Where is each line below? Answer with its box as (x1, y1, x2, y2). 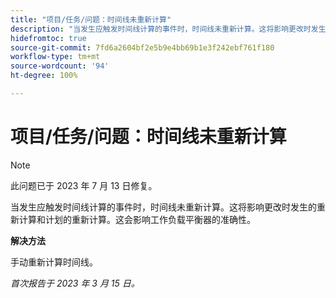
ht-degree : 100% (10, 71, 78, 81)
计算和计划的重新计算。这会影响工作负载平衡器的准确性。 (18, 213, 256, 225)
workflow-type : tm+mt (10, 52, 101, 62)
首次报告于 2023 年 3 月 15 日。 (10, 277, 140, 289)
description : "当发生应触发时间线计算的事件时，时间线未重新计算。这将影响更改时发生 (10, 24, 327, 34)
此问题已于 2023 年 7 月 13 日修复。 (10, 179, 158, 191)
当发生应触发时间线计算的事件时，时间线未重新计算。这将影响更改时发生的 (10, 201, 317, 213)
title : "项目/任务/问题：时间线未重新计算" (10, 14, 172, 25)
